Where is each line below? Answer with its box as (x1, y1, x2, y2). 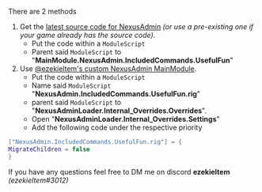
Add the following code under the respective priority (31, 122, 203, 132)
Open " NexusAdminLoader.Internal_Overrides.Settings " (31, 115, 220, 123)
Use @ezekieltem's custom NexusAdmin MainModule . (19, 64, 197, 73)
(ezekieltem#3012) (8, 175, 69, 185)
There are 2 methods (8, 7, 77, 16)
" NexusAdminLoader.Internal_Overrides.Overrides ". (31, 106, 207, 115)
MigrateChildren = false (8, 145, 90, 153)
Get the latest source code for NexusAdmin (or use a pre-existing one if (19, 22, 254, 31)
